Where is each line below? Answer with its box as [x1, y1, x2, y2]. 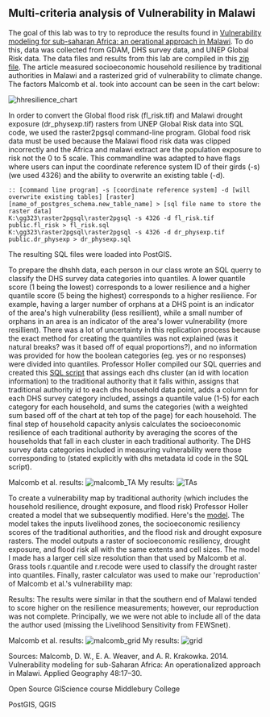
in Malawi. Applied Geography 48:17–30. [8, 668, 143, 678]
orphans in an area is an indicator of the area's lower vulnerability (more [8, 316, 247, 325]
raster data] [8, 207, 52, 215]
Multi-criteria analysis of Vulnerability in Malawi [8, 6, 255, 20]
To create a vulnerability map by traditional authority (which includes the [8, 493, 249, 503]
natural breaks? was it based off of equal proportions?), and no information [8, 342, 258, 351]
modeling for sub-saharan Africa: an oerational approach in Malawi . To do [8, 36, 254, 46]
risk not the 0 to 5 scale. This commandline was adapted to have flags [8, 153, 241, 163]
